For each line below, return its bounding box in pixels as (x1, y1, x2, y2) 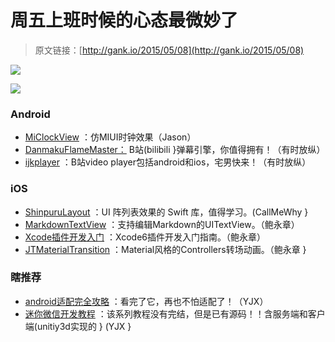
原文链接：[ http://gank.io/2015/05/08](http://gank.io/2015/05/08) (34, 44, 305, 56)
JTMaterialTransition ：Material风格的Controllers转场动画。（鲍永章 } (24, 243, 307, 255)
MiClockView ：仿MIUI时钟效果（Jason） (24, 131, 197, 143)
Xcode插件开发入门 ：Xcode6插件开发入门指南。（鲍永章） (24, 231, 266, 243)
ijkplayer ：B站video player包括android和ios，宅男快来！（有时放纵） (24, 156, 312, 168)
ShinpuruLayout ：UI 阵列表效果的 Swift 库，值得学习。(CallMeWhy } (24, 206, 309, 218)
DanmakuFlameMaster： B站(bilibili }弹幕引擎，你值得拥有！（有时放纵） (24, 144, 326, 156)
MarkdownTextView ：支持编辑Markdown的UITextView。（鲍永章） (24, 218, 300, 230)
